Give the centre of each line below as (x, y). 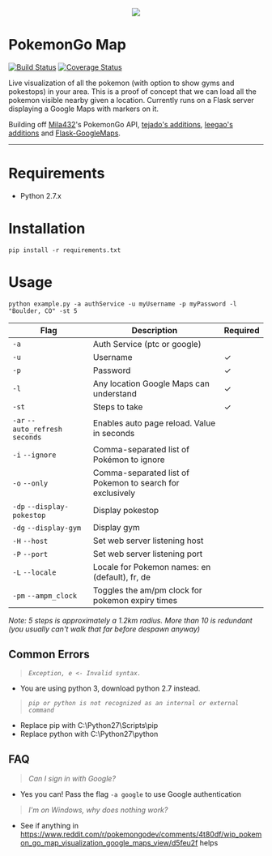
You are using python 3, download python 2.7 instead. (110, 688)
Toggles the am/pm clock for (147, 590)
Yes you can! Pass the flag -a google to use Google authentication (130, 794)
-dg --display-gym (47, 528)
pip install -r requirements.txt (65, 250)
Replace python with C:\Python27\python (89, 734)
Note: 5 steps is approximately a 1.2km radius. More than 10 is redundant (130, 620)
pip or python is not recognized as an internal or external (134, 703)
